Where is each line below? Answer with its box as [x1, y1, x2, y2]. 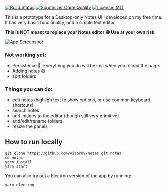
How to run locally [5, 137, 63, 146]
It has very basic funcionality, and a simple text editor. [5, 20, 116, 25]
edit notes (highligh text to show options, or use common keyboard [12, 97, 151, 103]
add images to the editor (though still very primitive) [12, 112, 119, 119]
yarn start [5, 164, 28, 169]
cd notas [5, 155, 23, 160]
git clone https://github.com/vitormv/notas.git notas [5, 151, 122, 156]
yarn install [5, 160, 32, 165]
